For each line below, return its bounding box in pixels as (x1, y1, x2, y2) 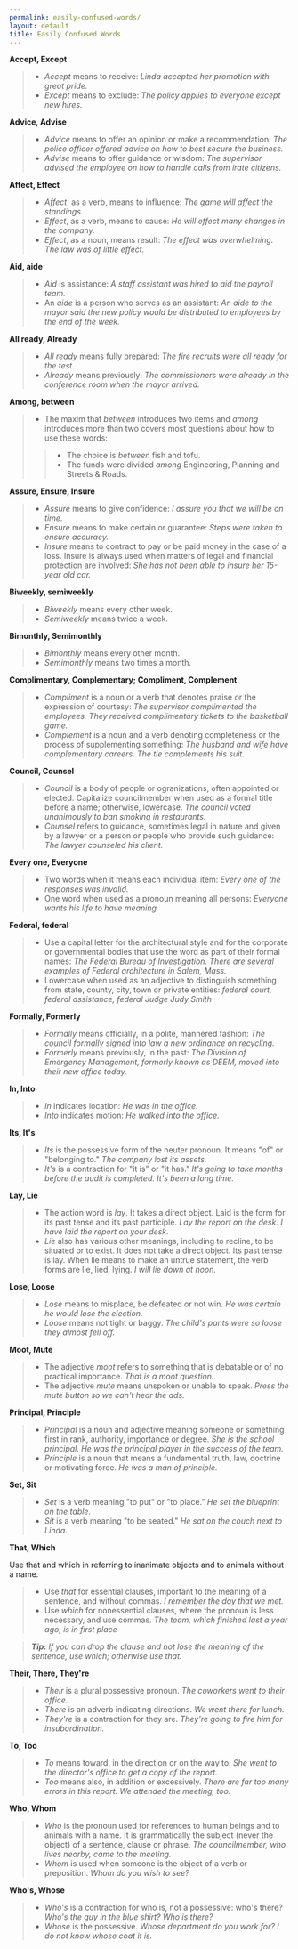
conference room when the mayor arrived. (44, 379, 200, 390)
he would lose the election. (44, 1308, 143, 1319)
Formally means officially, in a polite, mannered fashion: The (44, 1029, 265, 1039)
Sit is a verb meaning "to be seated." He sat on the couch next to (44, 1516, 283, 1526)
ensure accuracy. (44, 531, 109, 543)
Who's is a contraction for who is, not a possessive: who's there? (44, 1902, 283, 1913)
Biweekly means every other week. (44, 604, 173, 615)
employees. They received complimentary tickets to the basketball (44, 711, 289, 722)
